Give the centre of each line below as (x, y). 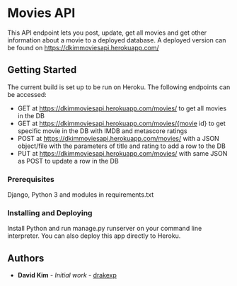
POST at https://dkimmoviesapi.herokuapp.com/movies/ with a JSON (118, 138)
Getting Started (42, 70)
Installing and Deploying (50, 212)
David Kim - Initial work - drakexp (67, 275)
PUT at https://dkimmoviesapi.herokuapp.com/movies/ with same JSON (122, 153)
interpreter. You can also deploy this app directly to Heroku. (94, 236)
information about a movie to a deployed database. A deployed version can (117, 40)
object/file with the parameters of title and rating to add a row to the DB (122, 146)
